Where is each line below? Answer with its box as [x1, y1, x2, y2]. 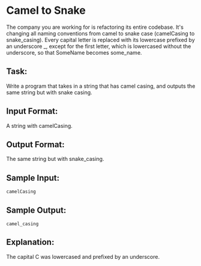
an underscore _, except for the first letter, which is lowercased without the [6, 43, 191, 50]
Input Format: [6, 106, 58, 116]
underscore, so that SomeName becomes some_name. [6, 49, 142, 56]
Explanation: [6, 237, 55, 247]
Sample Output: [6, 205, 67, 215]
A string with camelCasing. [6, 122, 73, 129]
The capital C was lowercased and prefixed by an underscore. [6, 253, 160, 260]
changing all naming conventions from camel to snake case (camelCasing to [6, 29, 195, 37]
